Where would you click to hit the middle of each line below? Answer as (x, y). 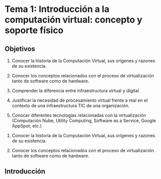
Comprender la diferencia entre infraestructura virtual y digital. (76, 90)
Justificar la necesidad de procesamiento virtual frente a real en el (80, 100)
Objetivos (20, 49)
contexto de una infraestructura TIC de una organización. (71, 105)
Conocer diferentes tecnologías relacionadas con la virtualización (79, 115)
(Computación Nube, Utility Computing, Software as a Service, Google (84, 120)
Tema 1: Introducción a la (57, 9)
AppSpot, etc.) (27, 126)
